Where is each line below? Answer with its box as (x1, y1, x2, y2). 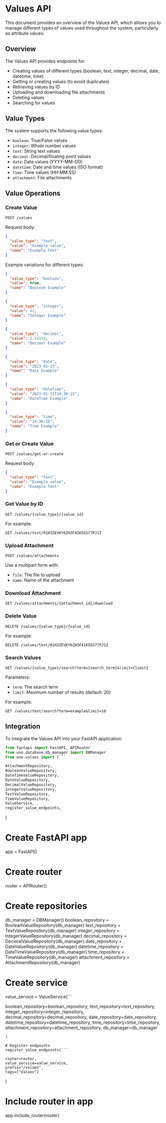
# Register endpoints (5, 1043, 50, 1048)
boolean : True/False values (12, 137, 67, 143)
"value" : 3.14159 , (9, 336, 48, 341)
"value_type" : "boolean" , (9, 276, 64, 281)
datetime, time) (12, 73, 44, 79)
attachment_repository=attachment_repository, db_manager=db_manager (5, 1024, 157, 1030)
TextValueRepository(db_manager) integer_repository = (5, 928, 120, 934)
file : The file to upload (12, 572, 60, 578)
